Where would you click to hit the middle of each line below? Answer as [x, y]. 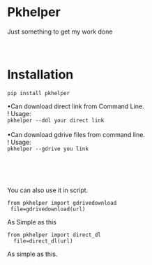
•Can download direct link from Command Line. [76, 106]
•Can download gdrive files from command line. [76, 134]
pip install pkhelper [39, 93]
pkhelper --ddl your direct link [56, 120]
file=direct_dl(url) [43, 241]
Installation [40, 75]
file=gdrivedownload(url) [48, 209]
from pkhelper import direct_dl [54, 235]
